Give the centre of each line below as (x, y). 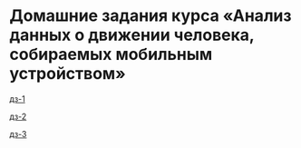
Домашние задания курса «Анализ (150, 16)
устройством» (68, 74)
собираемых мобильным (111, 54)
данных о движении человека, (132, 35)
